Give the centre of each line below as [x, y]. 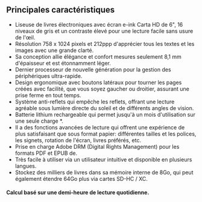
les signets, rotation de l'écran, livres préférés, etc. [78, 140]
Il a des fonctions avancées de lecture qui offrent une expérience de [100, 127]
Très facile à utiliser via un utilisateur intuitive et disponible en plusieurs [103, 159]
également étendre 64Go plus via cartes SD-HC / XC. [81, 178]
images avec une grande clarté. [54, 50]
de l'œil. [25, 37]
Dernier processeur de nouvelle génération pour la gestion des [93, 70]
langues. [26, 166]
